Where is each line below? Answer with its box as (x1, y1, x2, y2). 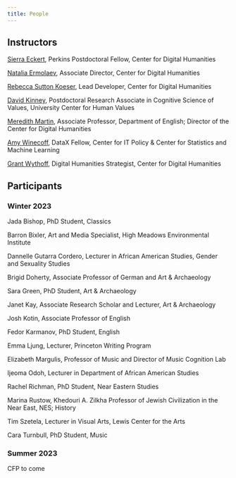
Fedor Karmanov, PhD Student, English (7, 328, 120, 336)
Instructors (7, 37, 58, 49)
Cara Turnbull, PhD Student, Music (7, 431, 108, 439)
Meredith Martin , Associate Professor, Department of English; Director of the (7, 117, 230, 125)
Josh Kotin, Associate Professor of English (7, 314, 131, 323)
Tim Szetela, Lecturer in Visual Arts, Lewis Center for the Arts (7, 417, 185, 426)
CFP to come (7, 465, 45, 473)
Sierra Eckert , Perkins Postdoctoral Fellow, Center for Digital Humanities (7, 55, 216, 63)
